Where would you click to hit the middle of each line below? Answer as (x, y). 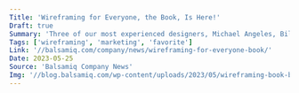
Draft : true (31, 26)
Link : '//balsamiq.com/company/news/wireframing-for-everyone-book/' (141, 50)
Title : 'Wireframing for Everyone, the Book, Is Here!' (115, 17)
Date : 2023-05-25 (41, 58)
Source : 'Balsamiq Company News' (71, 67)
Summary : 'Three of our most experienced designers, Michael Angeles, (143, 34)
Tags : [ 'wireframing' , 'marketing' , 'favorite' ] (101, 42)
